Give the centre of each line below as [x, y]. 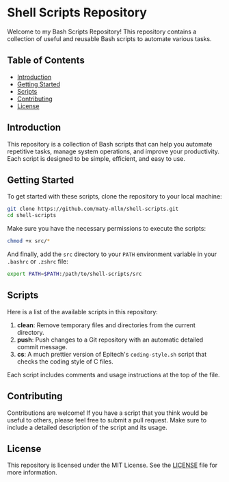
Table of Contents [46, 61]
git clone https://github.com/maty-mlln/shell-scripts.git [93, 209]
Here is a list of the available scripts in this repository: [83, 312]
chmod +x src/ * [29, 241]
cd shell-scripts [32, 216]
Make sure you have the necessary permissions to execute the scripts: [107, 229]
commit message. [42, 346]
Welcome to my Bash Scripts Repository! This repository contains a [102, 31]
